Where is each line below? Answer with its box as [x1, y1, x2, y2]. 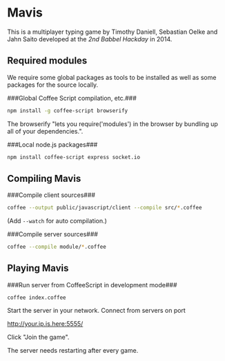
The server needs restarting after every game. [7, 346, 139, 354]
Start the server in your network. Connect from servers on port [7, 306, 186, 314]
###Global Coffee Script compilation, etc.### [7, 94, 137, 102]
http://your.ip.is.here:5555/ [7, 319, 84, 328]
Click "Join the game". [7, 333, 70, 341]
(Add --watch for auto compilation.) [7, 217, 107, 225]
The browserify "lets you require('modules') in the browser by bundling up [7, 119, 219, 128]
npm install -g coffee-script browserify [7, 107, 128, 114]
